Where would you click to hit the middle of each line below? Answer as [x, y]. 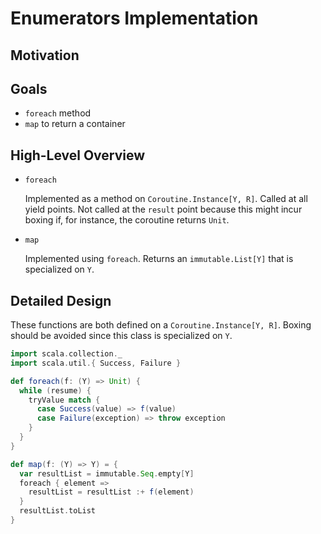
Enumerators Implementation [134, 18]
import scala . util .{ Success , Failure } [96, 363]
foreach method [58, 113]
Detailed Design [61, 300]
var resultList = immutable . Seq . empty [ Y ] [107, 473]
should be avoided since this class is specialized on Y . [121, 336]
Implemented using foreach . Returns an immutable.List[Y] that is [159, 259]
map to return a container [75, 124]
